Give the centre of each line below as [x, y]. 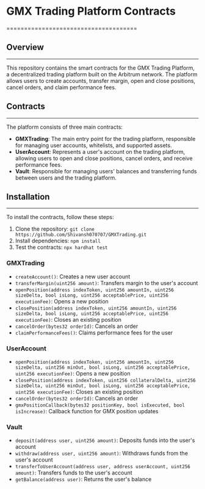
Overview [25, 47]
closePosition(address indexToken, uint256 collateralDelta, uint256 [106, 380]
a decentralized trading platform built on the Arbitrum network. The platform [102, 74]
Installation [28, 197]
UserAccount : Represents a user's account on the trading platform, [100, 151]
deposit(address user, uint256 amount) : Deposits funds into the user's [105, 440]
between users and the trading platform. [66, 178]
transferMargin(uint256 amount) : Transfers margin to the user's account [106, 283]
